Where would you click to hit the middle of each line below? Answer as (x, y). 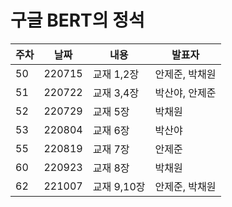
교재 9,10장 (119, 186)
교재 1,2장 (116, 74)
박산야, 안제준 (185, 93)
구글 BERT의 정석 (77, 20)
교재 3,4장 (116, 93)
